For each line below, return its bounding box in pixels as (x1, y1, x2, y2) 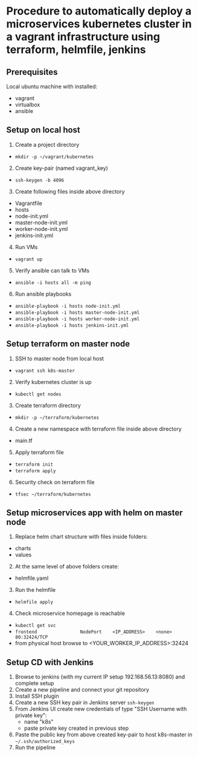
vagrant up (14, 256, 43, 262)
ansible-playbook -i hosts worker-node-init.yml (14, 316, 140, 322)
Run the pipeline (14, 744, 56, 751)
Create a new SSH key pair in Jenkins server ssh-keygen (14, 699, 155, 706)
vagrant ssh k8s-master (14, 368, 75, 374)
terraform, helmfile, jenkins (6, 43, 146, 57)
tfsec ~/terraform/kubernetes (14, 491, 92, 497)
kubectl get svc (14, 623, 56, 629)
